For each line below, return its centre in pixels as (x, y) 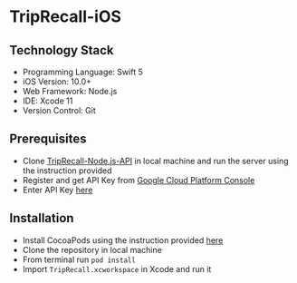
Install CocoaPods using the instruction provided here (123, 240)
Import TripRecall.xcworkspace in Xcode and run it (117, 268)
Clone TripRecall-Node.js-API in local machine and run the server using (155, 161)
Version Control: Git (59, 110)
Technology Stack (62, 50)
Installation (42, 218)
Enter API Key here (57, 190)
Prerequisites (48, 139)
